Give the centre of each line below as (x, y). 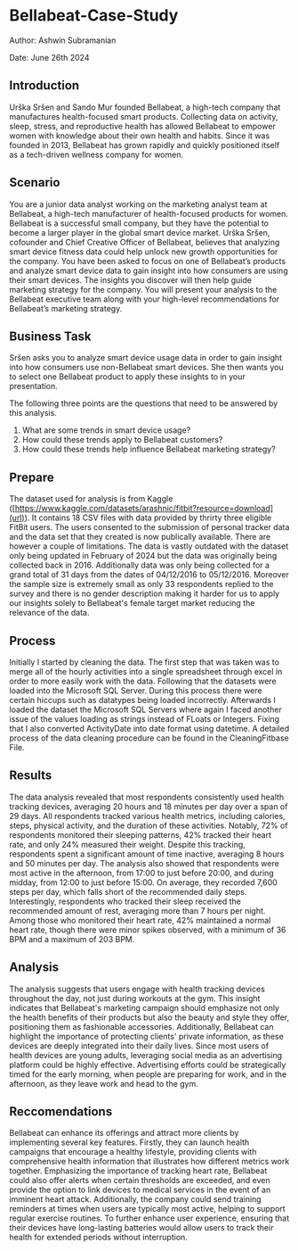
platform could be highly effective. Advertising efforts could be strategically (148, 1065)
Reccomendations (61, 1112)
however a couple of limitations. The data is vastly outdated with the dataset (149, 546)
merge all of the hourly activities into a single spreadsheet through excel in (146, 671)
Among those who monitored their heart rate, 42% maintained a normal (140, 920)
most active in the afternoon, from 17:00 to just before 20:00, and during (141, 873)
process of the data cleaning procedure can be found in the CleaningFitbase (149, 738)
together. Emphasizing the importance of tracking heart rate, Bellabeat (138, 1171)
